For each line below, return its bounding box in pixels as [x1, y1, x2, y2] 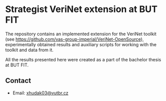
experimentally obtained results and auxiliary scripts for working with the [5, 41, 157, 47]
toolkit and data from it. [5, 47, 54, 53]
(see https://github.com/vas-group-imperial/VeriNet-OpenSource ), [5, 36, 144, 42]
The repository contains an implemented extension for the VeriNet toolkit [5, 31, 157, 37]
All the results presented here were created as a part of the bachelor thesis [5, 56, 161, 62]
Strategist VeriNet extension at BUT [5, 4, 158, 15]
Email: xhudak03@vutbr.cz [12, 89, 69, 96]
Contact [5, 76, 31, 85]
